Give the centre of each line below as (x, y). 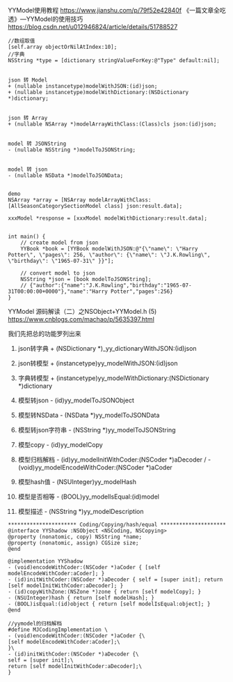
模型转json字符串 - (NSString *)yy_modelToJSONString (97, 430)
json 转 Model (28, 80)
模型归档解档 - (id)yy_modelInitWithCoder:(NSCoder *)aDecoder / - (114, 460)
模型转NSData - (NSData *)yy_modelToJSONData (89, 415)
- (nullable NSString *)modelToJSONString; (72, 150)
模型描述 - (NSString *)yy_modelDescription (81, 511)
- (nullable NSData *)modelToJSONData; (66, 176)
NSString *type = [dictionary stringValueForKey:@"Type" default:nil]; (114, 61)
